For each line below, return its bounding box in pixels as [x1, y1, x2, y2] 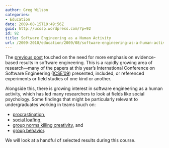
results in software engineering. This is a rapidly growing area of [19, 59, 153, 66]
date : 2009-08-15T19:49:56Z [5, 21, 64, 27]
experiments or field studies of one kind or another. [5, 75, 112, 81]
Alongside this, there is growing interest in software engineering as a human [5, 85, 163, 91]
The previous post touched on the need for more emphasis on [5, 54, 134, 60]
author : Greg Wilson [5, 7, 49, 13]
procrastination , [12, 111, 46, 117]
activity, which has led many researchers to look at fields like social [5, 90, 145, 96]
